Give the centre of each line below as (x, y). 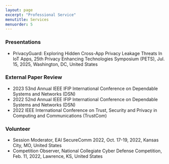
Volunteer (18, 129)
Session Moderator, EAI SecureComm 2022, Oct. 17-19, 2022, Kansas (86, 140)
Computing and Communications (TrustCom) (60, 115)
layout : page (19, 10)
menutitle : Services (27, 19)
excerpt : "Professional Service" (41, 15)
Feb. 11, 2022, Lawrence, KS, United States (58, 156)
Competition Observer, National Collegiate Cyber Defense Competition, (87, 151)
